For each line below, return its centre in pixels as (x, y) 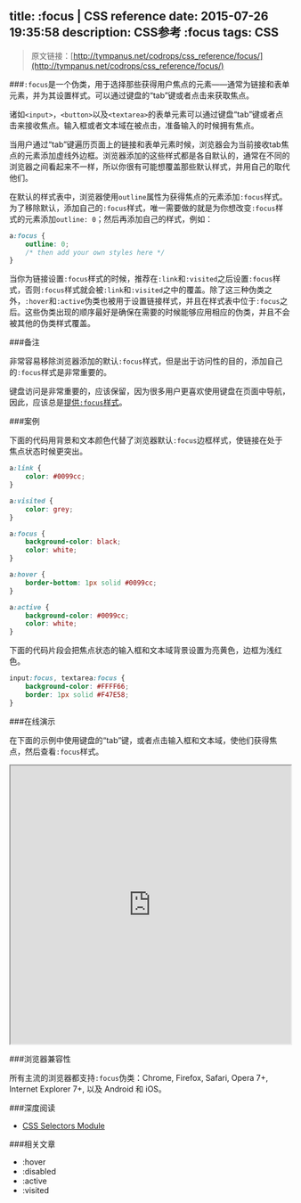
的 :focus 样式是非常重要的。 (60, 372)
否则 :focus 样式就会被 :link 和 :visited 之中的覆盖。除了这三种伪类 (145, 290)
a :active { (29, 607)
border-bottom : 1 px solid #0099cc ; (91, 583)
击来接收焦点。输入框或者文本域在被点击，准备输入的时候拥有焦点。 (134, 125)
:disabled (39, 1171)
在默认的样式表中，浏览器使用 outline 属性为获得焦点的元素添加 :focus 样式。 (148, 196)
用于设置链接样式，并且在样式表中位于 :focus (198, 301)
